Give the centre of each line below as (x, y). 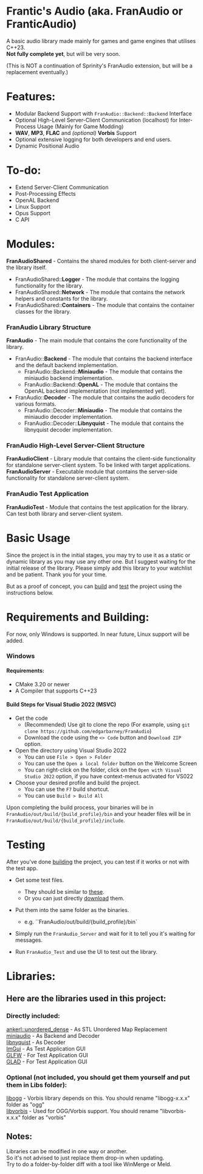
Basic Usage (38, 538)
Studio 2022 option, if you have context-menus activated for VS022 (108, 776)
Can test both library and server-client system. (65, 513)
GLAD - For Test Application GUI (47, 1062)
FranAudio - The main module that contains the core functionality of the (97, 340)
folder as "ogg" (26, 1104)
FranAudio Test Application (48, 494)
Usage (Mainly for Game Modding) (81, 126)
